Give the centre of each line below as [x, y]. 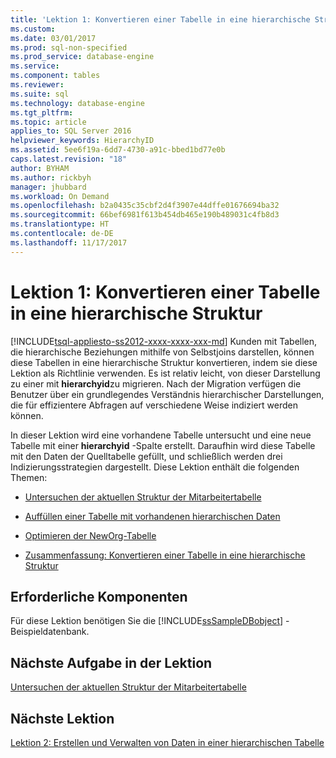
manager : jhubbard [48, 187]
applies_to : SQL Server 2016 [71, 131]
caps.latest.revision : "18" [69, 159]
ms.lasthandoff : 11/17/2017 [69, 242]
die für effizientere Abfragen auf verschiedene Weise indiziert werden [154, 405]
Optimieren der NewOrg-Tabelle [90, 535]
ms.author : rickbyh [51, 177]
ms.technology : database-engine [77, 103]
